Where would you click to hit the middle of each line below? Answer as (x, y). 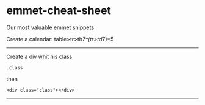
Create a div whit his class (39, 56)
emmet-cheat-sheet (59, 11)
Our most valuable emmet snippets (50, 27)
